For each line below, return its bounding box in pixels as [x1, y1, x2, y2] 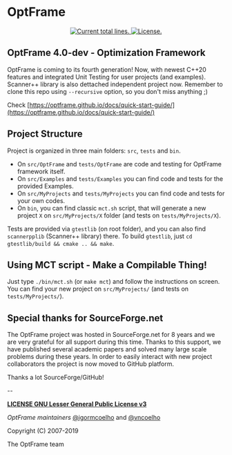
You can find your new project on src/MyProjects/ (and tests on [7, 284, 188, 293]
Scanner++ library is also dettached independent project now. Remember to [7, 80, 223, 88]
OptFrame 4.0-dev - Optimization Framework [7, 47, 206, 59]
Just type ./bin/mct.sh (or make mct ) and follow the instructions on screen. [7, 278, 220, 286]
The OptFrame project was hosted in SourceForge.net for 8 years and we [7, 331, 215, 339]
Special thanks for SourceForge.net [7, 312, 164, 324]
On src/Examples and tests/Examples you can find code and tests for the [17, 174, 224, 183]
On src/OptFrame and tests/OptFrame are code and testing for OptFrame [17, 159, 222, 168]
